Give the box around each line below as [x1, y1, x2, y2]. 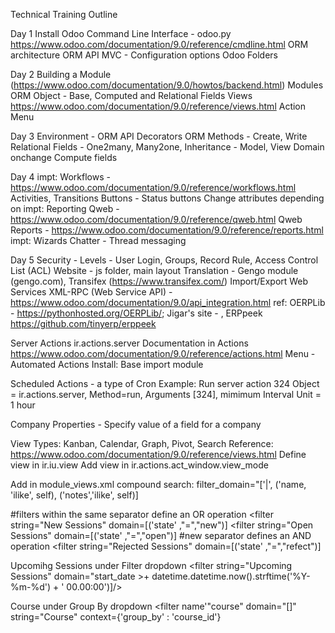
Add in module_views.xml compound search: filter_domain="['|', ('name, [10, 479, 307, 490]
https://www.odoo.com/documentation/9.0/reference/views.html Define [10, 449, 307, 460]
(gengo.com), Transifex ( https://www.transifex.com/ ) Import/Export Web [10, 275, 309, 287]
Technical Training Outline [10, 9, 118, 20]
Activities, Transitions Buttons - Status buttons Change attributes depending [10, 192, 325, 204]
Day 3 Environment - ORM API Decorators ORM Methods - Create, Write [10, 130, 308, 142]
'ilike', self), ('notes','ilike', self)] [10, 489, 139, 501]
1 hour [10, 399, 36, 411]
